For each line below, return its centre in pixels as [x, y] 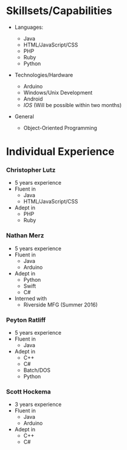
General [24, 116]
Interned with [31, 298]
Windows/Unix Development [58, 92]
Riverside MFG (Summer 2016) [61, 305]
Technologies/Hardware [44, 75]
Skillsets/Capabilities [59, 11]
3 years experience [38, 405]
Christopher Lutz [31, 170]
